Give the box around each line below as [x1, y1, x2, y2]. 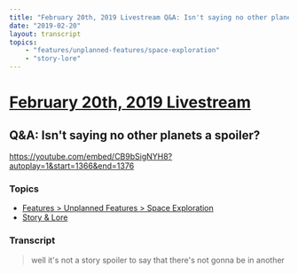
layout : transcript [9, 29, 82, 38]
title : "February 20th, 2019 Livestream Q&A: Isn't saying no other [9, 12, 268, 22]
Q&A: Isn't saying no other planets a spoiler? [9, 128, 261, 143]
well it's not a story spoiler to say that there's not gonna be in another [30, 254, 286, 265]
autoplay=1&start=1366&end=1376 [9, 160, 135, 171]
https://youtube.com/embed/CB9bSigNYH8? [9, 152, 173, 161]
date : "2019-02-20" [9, 21, 82, 30]
